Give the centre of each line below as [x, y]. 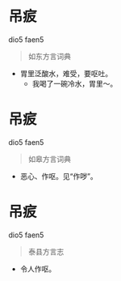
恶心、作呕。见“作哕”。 [59, 176]
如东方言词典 [49, 56]
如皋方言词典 [49, 159]
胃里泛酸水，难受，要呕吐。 [66, 73]
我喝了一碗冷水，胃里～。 [75, 83]
